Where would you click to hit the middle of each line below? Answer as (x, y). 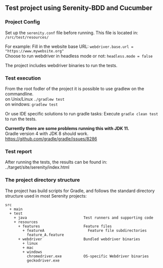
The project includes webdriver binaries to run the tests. (61, 65)
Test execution (23, 78)
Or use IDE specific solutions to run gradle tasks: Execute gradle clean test (82, 113)
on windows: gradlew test (32, 104)
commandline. (19, 94)
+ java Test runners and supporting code (83, 218)
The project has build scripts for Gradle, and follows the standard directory (80, 191)
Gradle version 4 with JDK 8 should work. (47, 134)
